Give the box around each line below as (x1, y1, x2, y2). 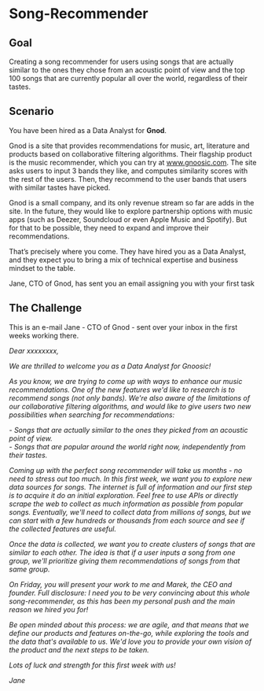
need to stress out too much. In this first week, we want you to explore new (9, 474, 252, 483)
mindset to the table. (9, 263, 75, 272)
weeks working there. (9, 331, 79, 340)
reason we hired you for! (9, 604, 89, 614)
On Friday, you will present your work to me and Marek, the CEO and (9, 579, 233, 589)
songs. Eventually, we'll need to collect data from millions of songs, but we (9, 507, 251, 516)
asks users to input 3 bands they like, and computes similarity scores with (9, 166, 248, 176)
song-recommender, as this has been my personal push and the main (9, 596, 236, 606)
